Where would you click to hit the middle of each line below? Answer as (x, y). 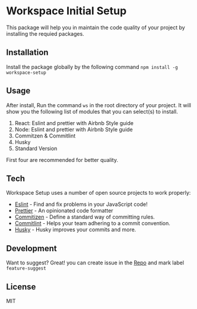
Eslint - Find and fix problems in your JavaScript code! (81, 204)
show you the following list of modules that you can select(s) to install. (92, 111)
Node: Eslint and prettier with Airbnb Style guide (74, 129)
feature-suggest (26, 269)
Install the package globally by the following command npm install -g (92, 67)
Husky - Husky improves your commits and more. (75, 230)
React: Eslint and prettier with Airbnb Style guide (74, 123)
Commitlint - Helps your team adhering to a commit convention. (93, 223)
